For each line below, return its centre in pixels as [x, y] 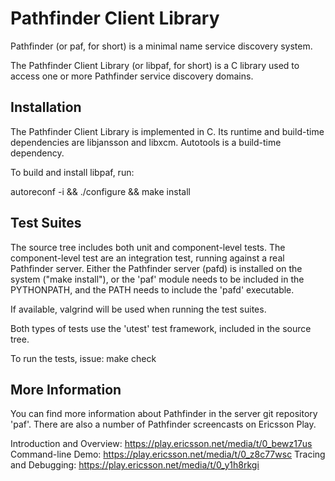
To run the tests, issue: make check [83, 358]
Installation [46, 107]
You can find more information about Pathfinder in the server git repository [164, 414]
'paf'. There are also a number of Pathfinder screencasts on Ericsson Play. [163, 424]
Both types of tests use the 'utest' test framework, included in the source [161, 328]
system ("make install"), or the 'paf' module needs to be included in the [157, 279]
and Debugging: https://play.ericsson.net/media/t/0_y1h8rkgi [135, 465]
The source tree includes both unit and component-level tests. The [148, 247]
